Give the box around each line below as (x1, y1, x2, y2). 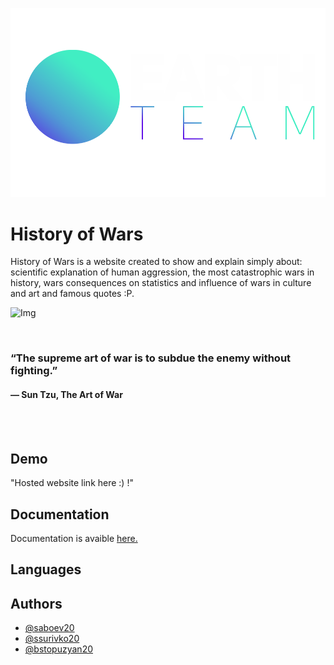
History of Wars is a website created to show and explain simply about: (10, 256, 303, 268)
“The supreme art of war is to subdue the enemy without (10, 351, 292, 365)
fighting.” (10, 364, 58, 378)
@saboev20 (24, 622, 75, 634)
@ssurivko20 (24, 633, 80, 645)
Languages (10, 561, 82, 578)
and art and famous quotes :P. (10, 288, 135, 300)
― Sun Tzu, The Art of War (10, 388, 123, 400)
